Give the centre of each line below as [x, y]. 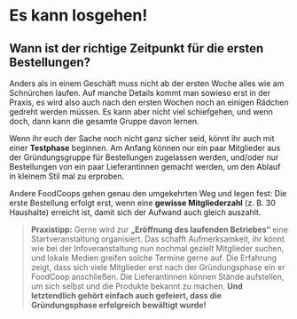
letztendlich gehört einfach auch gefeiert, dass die [126, 295]
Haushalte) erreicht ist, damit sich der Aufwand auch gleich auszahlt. [135, 212]
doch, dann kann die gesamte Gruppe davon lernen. [104, 121]
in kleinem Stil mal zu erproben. [67, 176]
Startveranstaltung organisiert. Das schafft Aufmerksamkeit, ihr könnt [158, 239]
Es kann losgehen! [78, 16]
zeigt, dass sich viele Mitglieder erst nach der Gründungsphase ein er [158, 267]
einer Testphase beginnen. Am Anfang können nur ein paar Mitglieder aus [145, 148]
